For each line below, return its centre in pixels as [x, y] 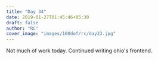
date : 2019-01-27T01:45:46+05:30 [48, 17]
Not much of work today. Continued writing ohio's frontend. [79, 50]
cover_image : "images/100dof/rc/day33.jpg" [61, 34]
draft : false [22, 23]
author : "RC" [22, 28]
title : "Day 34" [26, 12]
